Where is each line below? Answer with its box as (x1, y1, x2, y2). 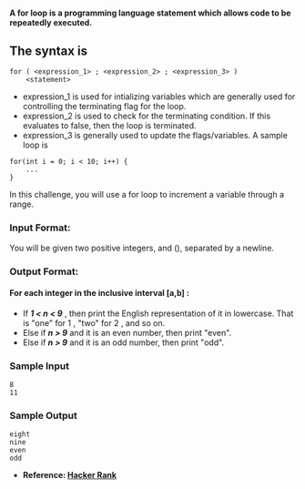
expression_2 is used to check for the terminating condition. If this (22, 110, 271, 122)
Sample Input (9, 360, 70, 372)
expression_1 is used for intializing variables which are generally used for (22, 91, 296, 102)
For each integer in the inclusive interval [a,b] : (9, 288, 189, 299)
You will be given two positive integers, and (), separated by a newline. (9, 242, 275, 253)
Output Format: (9, 265, 79, 278)
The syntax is (9, 43, 88, 58)
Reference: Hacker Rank (22, 470, 117, 481)
